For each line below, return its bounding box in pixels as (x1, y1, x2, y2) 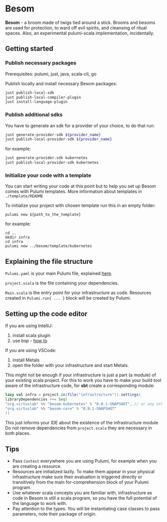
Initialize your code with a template (5, 172, 91, 178)
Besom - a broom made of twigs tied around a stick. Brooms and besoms (5, 19, 156, 25)
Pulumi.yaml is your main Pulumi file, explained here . (5, 270, 113, 277)
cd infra (5, 239, 23, 244)
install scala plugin (12, 332, 51, 338)
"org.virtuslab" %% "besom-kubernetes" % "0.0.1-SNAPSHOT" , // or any (5, 401, 155, 406)
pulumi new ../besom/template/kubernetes (5, 244, 92, 249)
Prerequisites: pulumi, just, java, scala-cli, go (5, 71, 97, 77)
